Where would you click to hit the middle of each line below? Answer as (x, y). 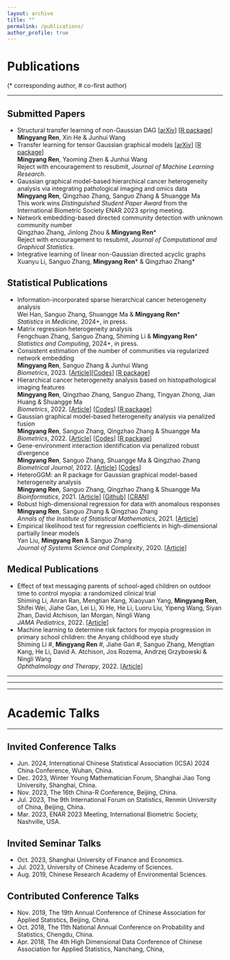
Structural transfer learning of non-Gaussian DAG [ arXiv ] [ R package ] (115, 130)
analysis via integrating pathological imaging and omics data (102, 188)
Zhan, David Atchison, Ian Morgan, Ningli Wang (84, 615)
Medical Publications (53, 570)
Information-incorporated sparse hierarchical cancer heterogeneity (112, 299)
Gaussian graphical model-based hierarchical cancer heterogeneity (112, 181)
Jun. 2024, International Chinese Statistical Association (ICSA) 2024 (113, 764)
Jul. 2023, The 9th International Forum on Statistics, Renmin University (117, 800)
